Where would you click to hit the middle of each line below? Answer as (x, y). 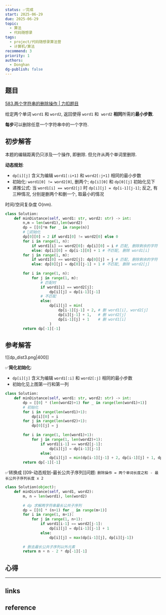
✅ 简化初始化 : (19, 368)
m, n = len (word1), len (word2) (55, 496)
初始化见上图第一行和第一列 (41, 384)
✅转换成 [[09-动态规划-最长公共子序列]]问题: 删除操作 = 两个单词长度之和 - (79, 473)
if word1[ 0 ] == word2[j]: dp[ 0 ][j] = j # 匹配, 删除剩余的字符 (95, 260)
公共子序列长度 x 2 (26, 479)
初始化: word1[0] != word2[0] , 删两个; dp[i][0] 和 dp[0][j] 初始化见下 (84, 181)
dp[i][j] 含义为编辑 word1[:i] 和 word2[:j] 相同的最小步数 (72, 378)
